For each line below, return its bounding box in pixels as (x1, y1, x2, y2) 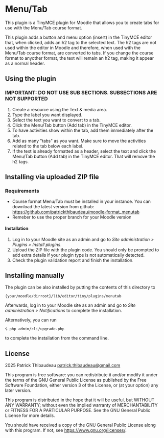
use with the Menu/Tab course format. (5, 24, 82, 30)
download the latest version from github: (12, 204, 94, 210)
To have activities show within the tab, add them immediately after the (12, 127, 154, 133)
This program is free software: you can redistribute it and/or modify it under (5, 372, 158, 378)
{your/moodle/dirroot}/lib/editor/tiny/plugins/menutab (5, 294, 121, 299)
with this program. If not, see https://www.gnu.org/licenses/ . (5, 427, 127, 433)
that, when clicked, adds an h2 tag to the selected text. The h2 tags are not (5, 39, 157, 45)
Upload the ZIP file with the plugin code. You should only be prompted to (12, 246, 159, 253)
